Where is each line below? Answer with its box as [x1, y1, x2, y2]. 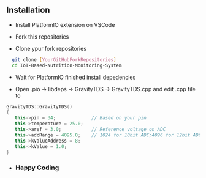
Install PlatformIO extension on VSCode [15, 21, 115, 28]
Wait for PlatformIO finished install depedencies [15, 73, 136, 81]
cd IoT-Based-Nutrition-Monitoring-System [12, 62, 122, 69]
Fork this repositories [15, 33, 69, 40]
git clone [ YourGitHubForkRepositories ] [12, 56, 116, 63]
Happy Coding [15, 163, 59, 172]
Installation [6, 5, 50, 15]
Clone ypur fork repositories [15, 45, 87, 52]
